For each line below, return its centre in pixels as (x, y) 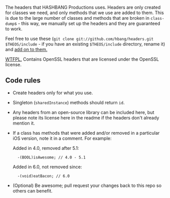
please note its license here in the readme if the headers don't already (86, 117)
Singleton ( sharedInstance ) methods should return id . (69, 102)
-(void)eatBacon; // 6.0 (44, 176)
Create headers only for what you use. (53, 93)
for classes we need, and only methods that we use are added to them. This (84, 13)
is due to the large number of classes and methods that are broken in (77, 18)
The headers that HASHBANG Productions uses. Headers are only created (83, 7)
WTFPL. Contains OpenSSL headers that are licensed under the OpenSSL (82, 59)
